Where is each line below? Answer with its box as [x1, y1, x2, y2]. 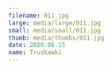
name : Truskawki [8, 48, 62, 56]
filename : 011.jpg [8, 11, 69, 20]
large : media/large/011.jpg [8, 19, 102, 27]
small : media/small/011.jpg [8, 26, 102, 34]
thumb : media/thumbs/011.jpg [8, 33, 105, 42]
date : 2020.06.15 [8, 41, 66, 49]
